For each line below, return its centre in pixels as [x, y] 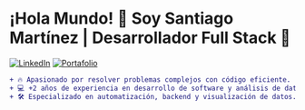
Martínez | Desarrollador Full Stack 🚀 [150, 38]
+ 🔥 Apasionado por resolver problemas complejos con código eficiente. [150, 80]
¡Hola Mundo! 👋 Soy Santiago [122, 19]
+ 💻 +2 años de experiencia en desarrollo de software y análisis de [145, 88]
